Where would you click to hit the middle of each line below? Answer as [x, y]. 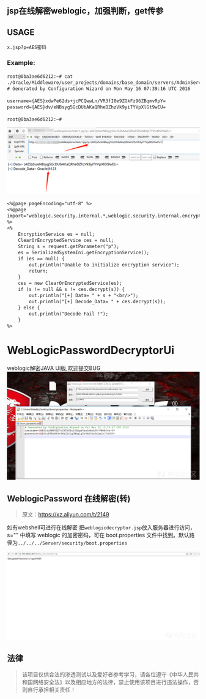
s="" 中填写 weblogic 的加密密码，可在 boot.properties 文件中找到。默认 [98, 535]
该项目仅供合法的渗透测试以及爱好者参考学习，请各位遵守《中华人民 [108, 674]
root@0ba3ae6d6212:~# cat [40, 76]
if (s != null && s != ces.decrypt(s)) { [71, 289]
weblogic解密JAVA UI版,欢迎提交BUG [54, 368]
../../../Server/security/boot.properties [73, 543]
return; [39, 271]
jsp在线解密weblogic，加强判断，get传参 [85, 11]
